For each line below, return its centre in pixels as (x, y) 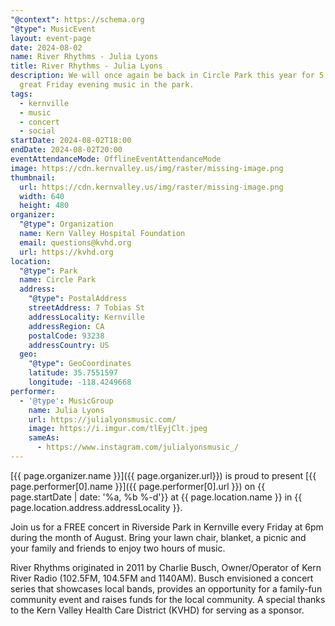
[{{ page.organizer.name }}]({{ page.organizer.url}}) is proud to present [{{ (163, 475)
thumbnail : (33, 177)
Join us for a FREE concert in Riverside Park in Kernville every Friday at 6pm (167, 527)
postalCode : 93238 (66, 336)
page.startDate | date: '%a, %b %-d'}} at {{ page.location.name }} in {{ (156, 497)
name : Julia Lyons (66, 410)
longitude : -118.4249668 (80, 382)
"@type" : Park (48, 271)
